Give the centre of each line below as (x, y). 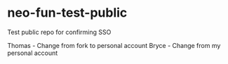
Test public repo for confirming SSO (59, 32)
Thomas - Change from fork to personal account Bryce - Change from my (114, 45)
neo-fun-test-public (67, 13)
